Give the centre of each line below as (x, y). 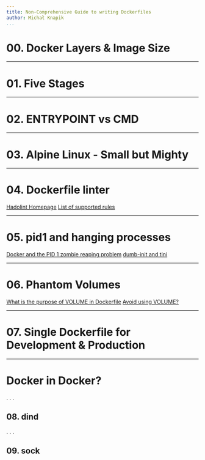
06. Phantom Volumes (63, 285)
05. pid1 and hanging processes (88, 238)
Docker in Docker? (54, 381)
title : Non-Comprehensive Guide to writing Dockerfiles (79, 12)
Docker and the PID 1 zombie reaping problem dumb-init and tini (87, 254)
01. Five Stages (45, 83)
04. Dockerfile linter (58, 190)
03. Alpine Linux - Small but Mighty (98, 154)
